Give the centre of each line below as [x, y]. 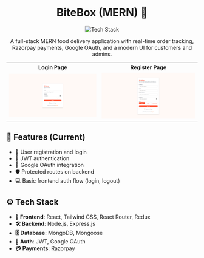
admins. [102, 54]
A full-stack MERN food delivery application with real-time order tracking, [102, 41]
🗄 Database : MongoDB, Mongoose [59, 233]
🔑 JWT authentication [42, 158]
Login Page [53, 67]
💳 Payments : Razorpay [45, 248]
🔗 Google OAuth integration [49, 165]
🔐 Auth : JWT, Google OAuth [50, 241]
